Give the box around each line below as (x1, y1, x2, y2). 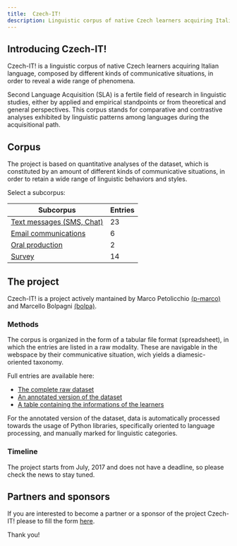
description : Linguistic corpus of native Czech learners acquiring (7, 17, 213, 24)
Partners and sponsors (7, 490, 111, 502)
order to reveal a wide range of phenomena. (7, 77, 135, 85)
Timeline (7, 446, 38, 456)
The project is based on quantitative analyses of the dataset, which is (7, 160, 209, 168)
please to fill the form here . (16, 517, 95, 526)
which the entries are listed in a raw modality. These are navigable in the (7, 343, 218, 352)
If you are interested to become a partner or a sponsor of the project (7, 509, 207, 518)
